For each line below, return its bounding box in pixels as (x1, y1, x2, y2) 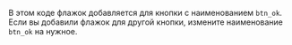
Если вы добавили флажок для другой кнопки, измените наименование (8, 17, 284, 27)
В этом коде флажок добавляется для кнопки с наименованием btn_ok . (8, 8, 283, 18)
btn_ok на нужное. (8, 26, 78, 36)
